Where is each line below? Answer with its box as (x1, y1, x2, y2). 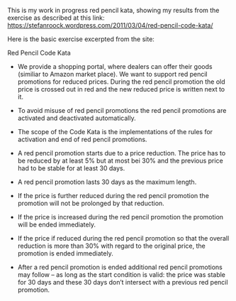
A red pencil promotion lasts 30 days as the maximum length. (17, 177, 197, 186)
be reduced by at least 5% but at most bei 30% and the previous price (17, 156, 223, 165)
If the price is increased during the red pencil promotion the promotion (17, 213, 224, 221)
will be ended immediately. (17, 220, 96, 229)
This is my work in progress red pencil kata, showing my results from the (7, 6, 220, 14)
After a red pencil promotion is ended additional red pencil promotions (17, 263, 223, 271)
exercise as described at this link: (7, 13, 105, 22)
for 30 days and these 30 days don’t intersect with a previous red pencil (17, 278, 228, 286)
